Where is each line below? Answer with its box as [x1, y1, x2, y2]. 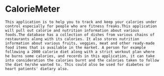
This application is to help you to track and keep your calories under [5, 19, 157, 24]
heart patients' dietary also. [5, 66, 69, 71]
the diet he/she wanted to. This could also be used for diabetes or [5, 62, 151, 67]
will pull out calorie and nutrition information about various [5, 28, 139, 33]
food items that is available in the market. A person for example [5, 45, 146, 50]
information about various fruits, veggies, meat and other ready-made [5, 40, 155, 46]
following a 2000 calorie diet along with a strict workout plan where [5, 49, 155, 54]
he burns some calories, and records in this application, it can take [5, 54, 155, 58]
